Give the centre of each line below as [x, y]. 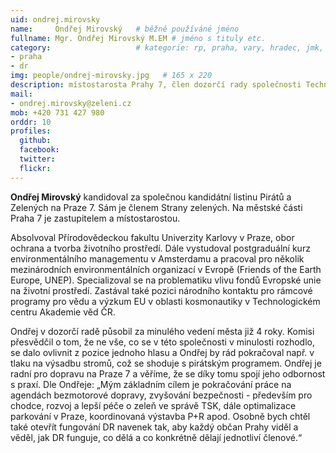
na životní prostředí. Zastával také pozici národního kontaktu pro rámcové [161, 290]
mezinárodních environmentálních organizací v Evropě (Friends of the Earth [166, 269]
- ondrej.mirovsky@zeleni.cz [71, 103]
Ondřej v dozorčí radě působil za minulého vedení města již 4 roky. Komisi [162, 331]
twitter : [37, 159]
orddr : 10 [31, 122]
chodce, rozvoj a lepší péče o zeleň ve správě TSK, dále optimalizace [153, 405]
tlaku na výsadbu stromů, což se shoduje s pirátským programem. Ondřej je [166, 363]
